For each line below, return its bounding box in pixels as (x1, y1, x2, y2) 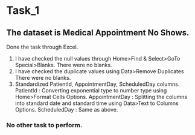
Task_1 (6, 4, 40, 17)
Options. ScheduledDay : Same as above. (14, 106, 118, 113)
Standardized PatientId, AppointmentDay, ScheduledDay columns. (14, 80, 180, 88)
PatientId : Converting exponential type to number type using (14, 87, 167, 94)
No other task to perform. (6, 121, 83, 129)
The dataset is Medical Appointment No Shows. (6, 28, 190, 38)
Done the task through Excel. (6, 43, 78, 50)
